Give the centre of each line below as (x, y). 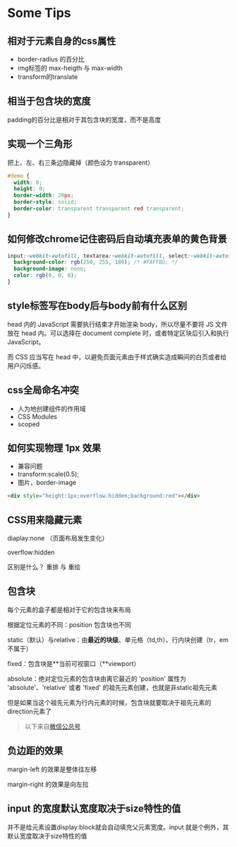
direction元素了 (29, 711)
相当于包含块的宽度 (49, 101)
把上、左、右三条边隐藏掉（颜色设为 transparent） (80, 162)
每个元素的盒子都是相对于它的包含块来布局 (69, 609)
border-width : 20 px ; (44, 196)
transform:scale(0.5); (48, 474)
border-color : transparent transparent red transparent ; (99, 209)
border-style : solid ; (45, 202)
